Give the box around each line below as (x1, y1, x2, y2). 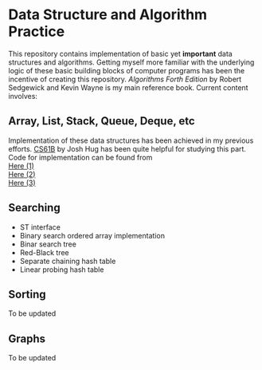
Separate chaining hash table (19, 256, 116, 266)
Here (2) (8, 169, 36, 179)
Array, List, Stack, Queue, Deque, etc (8, 114, 195, 128)
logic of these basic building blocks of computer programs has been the (8, 65, 245, 75)
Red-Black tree (19, 247, 69, 257)
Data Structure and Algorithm (8, 6, 208, 24)
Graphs (8, 332, 46, 345)
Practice (8, 22, 65, 41)
